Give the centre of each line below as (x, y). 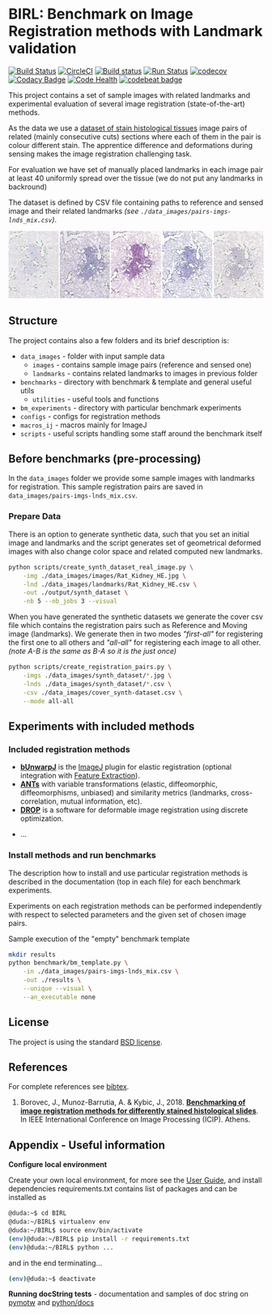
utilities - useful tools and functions (96, 399)
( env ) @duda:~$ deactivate (52, 1279)
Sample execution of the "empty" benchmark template (99, 939)
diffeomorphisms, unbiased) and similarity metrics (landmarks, (124, 793)
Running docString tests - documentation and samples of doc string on (129, 1294)
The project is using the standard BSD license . (86, 1041)
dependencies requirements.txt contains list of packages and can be (123, 1189)
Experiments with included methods (102, 726)
